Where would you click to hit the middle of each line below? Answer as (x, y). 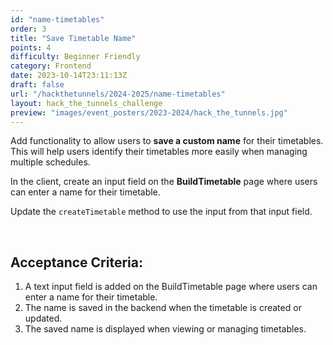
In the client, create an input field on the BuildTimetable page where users (164, 182)
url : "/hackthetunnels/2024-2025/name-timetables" (118, 94)
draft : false (37, 85)
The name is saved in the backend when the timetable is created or (163, 308)
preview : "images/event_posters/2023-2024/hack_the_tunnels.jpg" (149, 112)
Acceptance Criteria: (76, 262)
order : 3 (28, 29)
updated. (43, 318)
